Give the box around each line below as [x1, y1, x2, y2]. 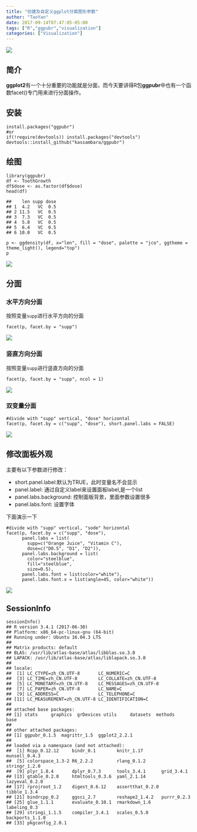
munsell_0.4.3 [6, 753, 41, 759]
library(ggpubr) [6, 173, 46, 179]
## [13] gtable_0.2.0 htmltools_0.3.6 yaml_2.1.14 [6, 774, 146, 780]
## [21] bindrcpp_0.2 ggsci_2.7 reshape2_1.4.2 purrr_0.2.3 [6, 794, 191, 800]
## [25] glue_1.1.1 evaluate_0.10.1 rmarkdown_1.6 [6, 800, 151, 805]
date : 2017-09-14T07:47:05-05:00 [6, 19, 88, 25]
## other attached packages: [6, 727, 78, 734]
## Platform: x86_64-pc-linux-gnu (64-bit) [6, 629, 115, 635]
